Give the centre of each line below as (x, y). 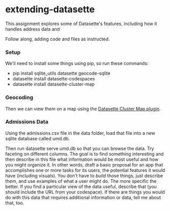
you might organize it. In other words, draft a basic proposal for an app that (84, 164)
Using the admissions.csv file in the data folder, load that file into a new (80, 133)
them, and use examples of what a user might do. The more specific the (81, 181)
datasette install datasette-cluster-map (54, 84)
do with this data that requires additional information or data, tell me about (83, 197)
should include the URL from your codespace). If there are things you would (85, 192)
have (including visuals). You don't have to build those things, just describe (84, 176)
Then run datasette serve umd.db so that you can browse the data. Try (80, 148)
